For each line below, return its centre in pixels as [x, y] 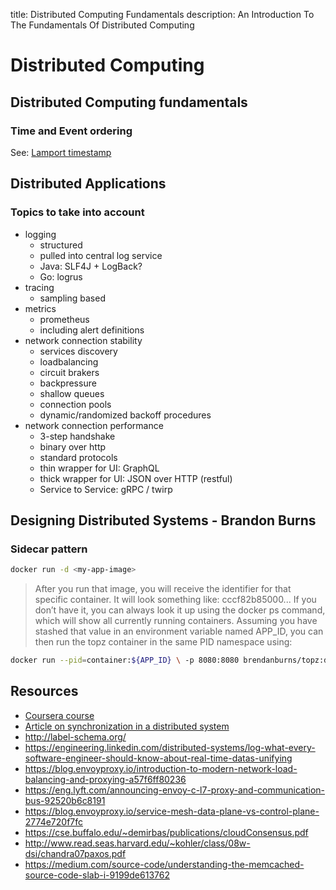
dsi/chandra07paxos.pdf [75, 853]
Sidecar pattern [49, 549]
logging [40, 234]
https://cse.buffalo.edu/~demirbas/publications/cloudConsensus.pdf [166, 832]
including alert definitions [92, 330]
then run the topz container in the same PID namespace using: [163, 642]
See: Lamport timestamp [61, 152]
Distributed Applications [88, 184]
